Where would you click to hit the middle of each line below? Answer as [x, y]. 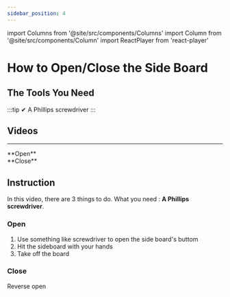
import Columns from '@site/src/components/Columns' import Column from [115, 33]
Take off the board [43, 253]
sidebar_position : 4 [37, 13]
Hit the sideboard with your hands [65, 246]
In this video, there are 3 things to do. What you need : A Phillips [98, 199]
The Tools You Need [51, 93]
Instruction [31, 182]
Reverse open [27, 286]
